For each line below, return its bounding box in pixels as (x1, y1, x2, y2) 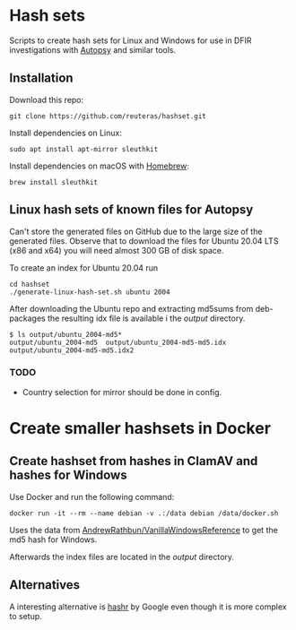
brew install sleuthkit (9, 177, 99, 186)
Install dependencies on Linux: (9, 127, 123, 138)
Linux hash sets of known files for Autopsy (9, 203, 254, 218)
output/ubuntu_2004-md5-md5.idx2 (9, 346, 135, 355)
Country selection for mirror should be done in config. (22, 386, 222, 397)
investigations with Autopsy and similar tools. (9, 44, 177, 55)
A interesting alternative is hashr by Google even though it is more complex (9, 601, 287, 612)
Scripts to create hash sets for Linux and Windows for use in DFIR (9, 35, 252, 46)
